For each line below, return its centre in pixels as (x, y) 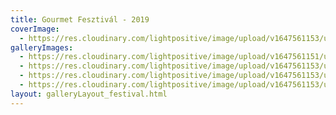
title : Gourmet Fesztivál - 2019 (80, 19)
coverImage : (35, 29)
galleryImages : (42, 47)
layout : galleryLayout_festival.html (89, 94)
